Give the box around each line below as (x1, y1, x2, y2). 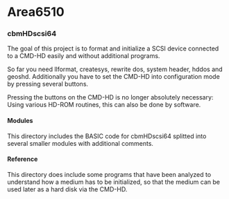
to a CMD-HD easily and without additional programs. (7, 52, 160, 60)
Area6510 (7, 4, 65, 20)
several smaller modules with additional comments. (7, 139, 154, 147)
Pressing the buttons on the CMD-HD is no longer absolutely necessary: (7, 93, 214, 102)
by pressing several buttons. (7, 80, 89, 88)
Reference (7, 155, 38, 163)
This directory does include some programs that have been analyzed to (7, 170, 212, 178)
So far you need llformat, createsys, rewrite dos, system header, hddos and (7, 65, 223, 73)
